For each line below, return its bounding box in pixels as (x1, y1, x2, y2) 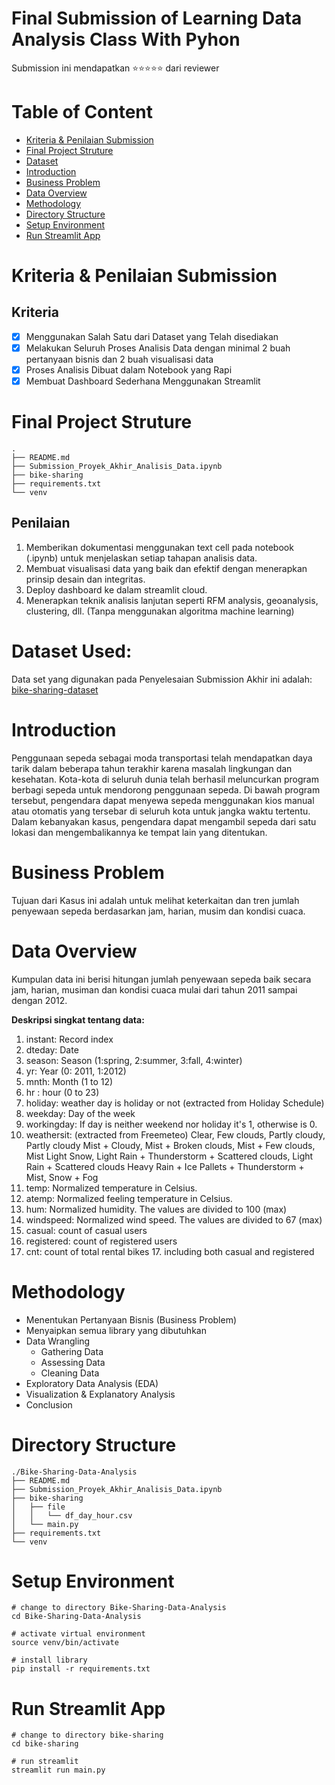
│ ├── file (11, 1502, 66, 1512)
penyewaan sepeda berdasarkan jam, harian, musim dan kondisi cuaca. (11, 905, 306, 917)
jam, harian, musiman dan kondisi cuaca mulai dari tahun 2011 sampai (11, 983, 298, 996)
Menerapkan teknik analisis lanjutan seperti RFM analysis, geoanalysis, (25, 594, 319, 606)
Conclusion (25, 1398, 73, 1411)
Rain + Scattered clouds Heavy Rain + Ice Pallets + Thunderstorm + (25, 1160, 305, 1172)
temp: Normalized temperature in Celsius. (25, 1182, 198, 1194)
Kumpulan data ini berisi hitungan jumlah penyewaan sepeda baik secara (11, 973, 312, 985)
